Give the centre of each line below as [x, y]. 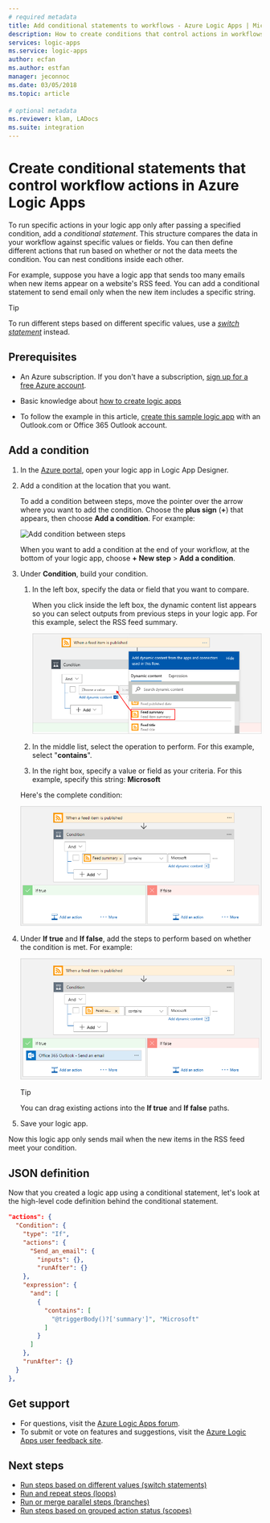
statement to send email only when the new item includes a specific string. [132, 292]
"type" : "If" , [46, 1234]
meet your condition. [43, 1148]
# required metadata [43, 17]
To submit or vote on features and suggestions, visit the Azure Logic [133, 1432]
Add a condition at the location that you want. [95, 485]
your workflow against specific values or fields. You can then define [121, 242]
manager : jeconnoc [39, 77]
